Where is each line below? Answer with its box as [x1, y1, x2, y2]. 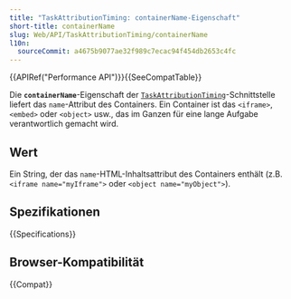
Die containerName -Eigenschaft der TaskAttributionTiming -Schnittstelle [9, 90, 276, 101]
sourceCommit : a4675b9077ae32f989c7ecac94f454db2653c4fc [17, 47, 237, 56]
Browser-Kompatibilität [9, 255, 145, 270]
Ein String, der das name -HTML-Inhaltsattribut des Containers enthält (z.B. [9, 169, 283, 179]
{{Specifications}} [9, 228, 77, 239]
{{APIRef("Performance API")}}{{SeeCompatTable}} [9, 72, 202, 82]
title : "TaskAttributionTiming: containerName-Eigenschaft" [9, 13, 241, 23]
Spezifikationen [9, 205, 101, 220]
